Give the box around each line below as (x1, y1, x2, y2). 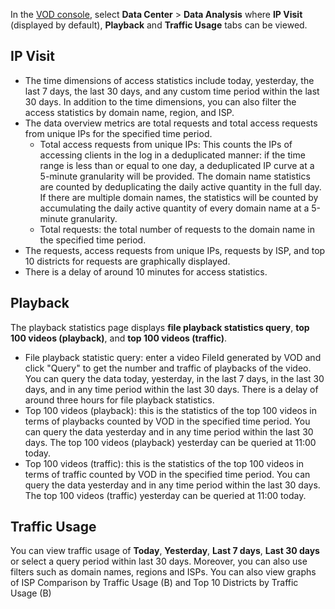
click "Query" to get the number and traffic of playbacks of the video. (24, 362, 312, 374)
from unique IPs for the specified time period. (24, 127, 213, 139)
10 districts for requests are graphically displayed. (24, 255, 231, 267)
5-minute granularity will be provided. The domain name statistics (39, 170, 311, 182)
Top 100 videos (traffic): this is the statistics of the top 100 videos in (24, 457, 304, 469)
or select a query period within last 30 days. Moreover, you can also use (10, 555, 308, 568)
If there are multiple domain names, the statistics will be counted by (39, 191, 319, 203)
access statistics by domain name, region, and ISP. (24, 106, 235, 118)
